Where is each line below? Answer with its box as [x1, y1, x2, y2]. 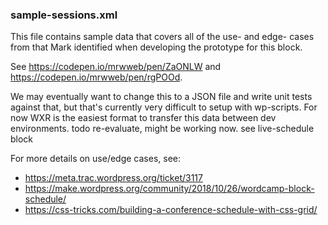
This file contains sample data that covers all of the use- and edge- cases [10, 31, 315, 43]
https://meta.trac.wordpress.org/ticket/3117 [24, 172, 203, 184]
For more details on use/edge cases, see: [10, 153, 182, 165]
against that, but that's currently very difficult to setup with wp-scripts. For [10, 101, 318, 113]
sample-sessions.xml [10, 8, 118, 22]
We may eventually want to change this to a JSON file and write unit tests [10, 91, 313, 103]
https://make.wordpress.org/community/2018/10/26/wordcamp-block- [24, 183, 315, 195]
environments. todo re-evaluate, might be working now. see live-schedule [10, 123, 315, 135]
